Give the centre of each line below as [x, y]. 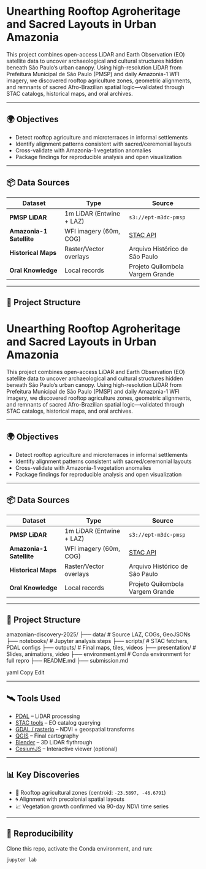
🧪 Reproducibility [40, 834]
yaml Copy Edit [25, 672]
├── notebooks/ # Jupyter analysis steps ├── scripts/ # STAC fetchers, [97, 641]
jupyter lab [21, 860]
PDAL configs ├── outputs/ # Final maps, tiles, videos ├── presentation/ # [101, 648]
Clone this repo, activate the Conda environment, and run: [80, 848]
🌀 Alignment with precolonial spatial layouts [70, 799]
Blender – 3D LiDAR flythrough [54, 742]
